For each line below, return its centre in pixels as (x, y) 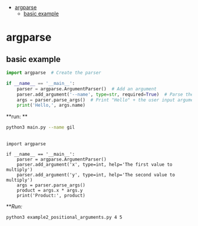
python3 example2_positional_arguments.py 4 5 (64, 217)
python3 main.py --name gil (41, 127)
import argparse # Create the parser (54, 73)
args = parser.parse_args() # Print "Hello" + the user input (96, 100)
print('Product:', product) (51, 195)
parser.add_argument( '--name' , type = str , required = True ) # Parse (100, 94)
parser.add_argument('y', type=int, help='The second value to (96, 175)
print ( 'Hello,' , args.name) (51, 105)
